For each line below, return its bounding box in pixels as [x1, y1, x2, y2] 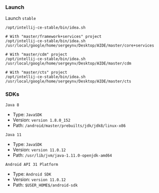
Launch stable [5, 15, 36, 22]
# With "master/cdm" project [5, 52, 67, 57]
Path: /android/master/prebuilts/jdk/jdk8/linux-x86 [12, 122, 126, 128]
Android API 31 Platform [5, 162, 58, 167]
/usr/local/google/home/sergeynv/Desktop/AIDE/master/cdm [5, 61, 131, 66]
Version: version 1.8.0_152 [12, 117, 71, 123]
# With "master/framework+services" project [5, 34, 102, 39]
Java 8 [5, 102, 19, 108]
